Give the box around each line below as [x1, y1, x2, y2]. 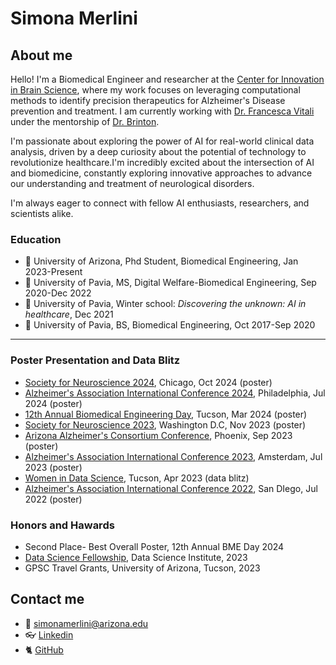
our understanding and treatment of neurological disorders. [10, 178, 255, 189]
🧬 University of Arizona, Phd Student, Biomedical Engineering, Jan [24, 255, 299, 267]
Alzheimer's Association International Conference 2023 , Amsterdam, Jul [24, 450, 323, 462]
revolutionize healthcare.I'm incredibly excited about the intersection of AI [10, 157, 315, 168]
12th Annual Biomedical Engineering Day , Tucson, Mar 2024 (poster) [24, 408, 308, 420]
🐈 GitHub [24, 643, 64, 656]
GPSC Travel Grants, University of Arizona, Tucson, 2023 [24, 562, 261, 574]
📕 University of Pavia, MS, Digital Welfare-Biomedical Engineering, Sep [24, 277, 317, 289]
